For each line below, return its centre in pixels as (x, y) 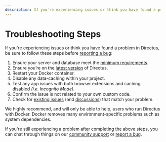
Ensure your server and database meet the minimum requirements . (80, 63)
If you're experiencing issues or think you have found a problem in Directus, (82, 48)
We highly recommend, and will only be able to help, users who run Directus (83, 108)
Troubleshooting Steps (53, 34)
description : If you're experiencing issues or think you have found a (80, 10)
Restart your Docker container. (43, 73)
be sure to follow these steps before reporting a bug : (59, 53)
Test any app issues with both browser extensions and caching (76, 83)
